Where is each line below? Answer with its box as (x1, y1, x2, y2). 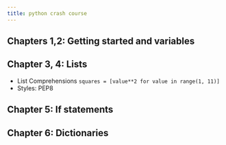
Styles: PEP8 (16, 83, 53, 92)
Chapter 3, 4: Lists (7, 59, 88, 70)
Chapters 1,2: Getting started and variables (7, 36, 195, 47)
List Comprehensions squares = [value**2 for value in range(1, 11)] (16, 77, 221, 85)
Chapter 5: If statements (7, 104, 114, 116)
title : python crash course (7, 10, 88, 17)
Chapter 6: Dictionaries (7, 127, 109, 139)
